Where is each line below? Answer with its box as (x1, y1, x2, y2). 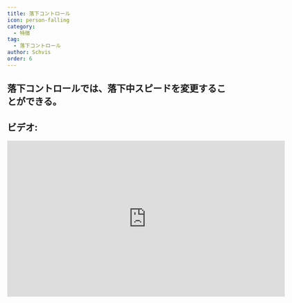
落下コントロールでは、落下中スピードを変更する (7, 83, 217, 94)
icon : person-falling (7, 17, 70, 24)
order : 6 (7, 55, 33, 62)
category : (7, 23, 36, 30)
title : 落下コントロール (7, 10, 71, 17)
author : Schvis (7, 49, 51, 56)
